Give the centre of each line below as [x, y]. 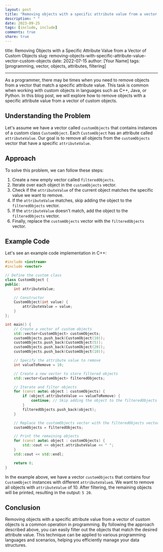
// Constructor [29, 298]
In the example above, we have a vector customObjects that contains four [78, 477]
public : [13, 284]
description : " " [23, 18]
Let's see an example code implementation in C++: [56, 253]
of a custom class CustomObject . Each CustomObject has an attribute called [79, 133]
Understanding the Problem [48, 116]
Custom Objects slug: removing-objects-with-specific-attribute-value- [76, 55]
